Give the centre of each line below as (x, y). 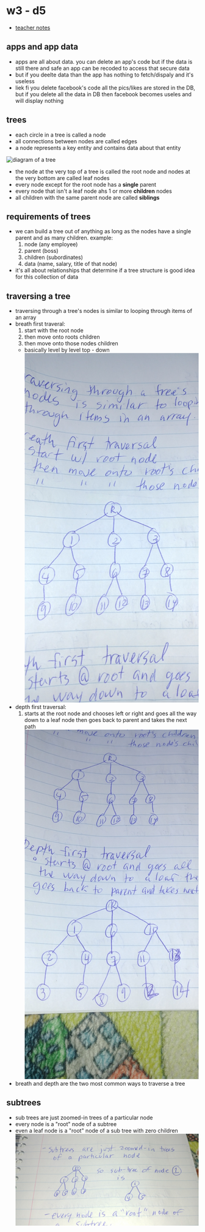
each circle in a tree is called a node (60, 135)
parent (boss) (41, 251)
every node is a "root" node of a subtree (66, 1124)
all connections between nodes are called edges (76, 141)
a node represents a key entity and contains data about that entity (98, 148)
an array (26, 317)
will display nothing (39, 100)
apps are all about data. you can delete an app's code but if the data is (104, 61)
